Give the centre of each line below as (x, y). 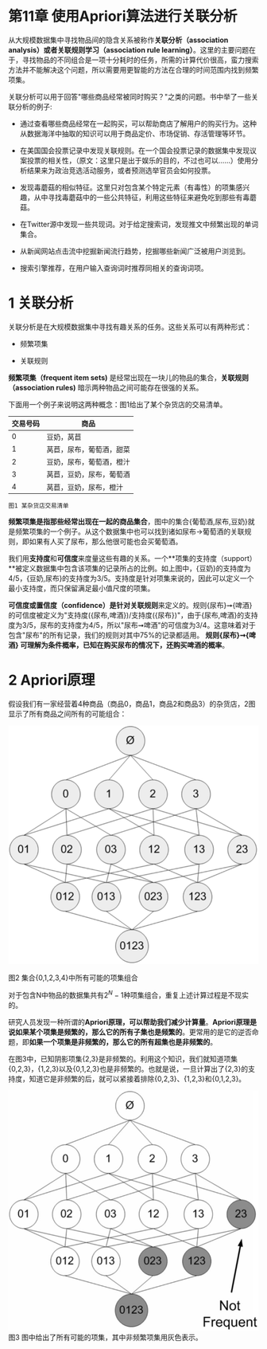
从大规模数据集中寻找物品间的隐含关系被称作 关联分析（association (118, 40)
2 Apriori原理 (52, 680)
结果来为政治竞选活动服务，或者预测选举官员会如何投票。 (121, 170)
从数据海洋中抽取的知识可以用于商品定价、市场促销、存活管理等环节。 (135, 133)
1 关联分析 (41, 303)
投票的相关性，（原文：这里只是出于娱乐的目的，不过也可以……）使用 (139, 160)
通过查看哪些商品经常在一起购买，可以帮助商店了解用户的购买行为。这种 (138, 124)
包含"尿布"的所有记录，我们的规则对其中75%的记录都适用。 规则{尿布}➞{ (129, 635)
